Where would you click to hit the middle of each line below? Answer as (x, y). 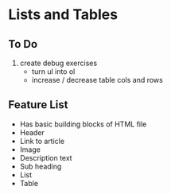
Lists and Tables (63, 15)
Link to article (42, 141)
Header (32, 132)
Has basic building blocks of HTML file (83, 124)
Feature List (38, 105)
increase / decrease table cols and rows (97, 80)
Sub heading (41, 166)
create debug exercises (58, 63)
